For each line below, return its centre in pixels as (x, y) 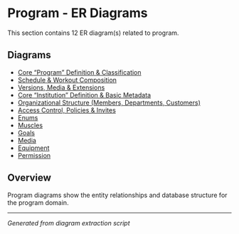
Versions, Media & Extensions (61, 87)
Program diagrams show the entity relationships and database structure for (117, 195)
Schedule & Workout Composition (67, 80)
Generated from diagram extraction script (69, 223)
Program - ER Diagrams (78, 13)
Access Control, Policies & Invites (67, 110)
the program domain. (38, 202)
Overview (30, 178)
